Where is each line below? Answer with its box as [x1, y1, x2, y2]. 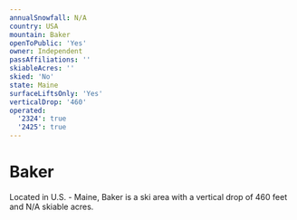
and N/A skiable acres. [9, 201, 94, 212]
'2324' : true [17, 114, 67, 123]
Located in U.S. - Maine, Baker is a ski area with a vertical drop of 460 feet [9, 191, 288, 202]
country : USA [9, 22, 59, 31]
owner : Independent [9, 47, 83, 56]
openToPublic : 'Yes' [9, 38, 88, 48]
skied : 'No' [9, 72, 54, 81]
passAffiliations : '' [9, 55, 91, 64]
